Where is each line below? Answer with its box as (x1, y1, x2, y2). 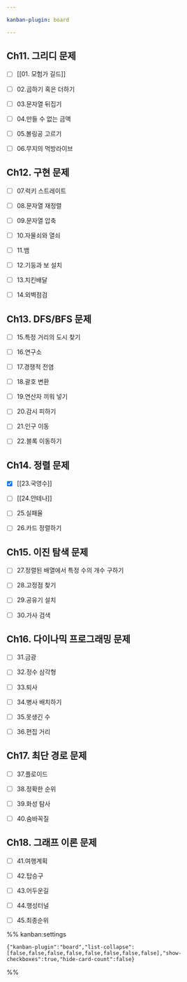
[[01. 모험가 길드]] (16, 70, 66, 78)
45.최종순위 (16, 916, 50, 924)
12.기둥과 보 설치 (16, 261, 63, 269)
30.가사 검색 (16, 610, 51, 619)
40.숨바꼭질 (16, 814, 50, 823)
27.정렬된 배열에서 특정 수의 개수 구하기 (16, 566, 124, 575)
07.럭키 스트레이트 (16, 186, 67, 195)
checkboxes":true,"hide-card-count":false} (6, 955, 135, 962)
